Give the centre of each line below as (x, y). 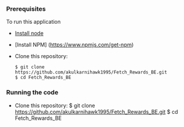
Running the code (32, 93)
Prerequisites (26, 9)
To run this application (34, 22)
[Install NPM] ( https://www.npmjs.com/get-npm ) (74, 45)
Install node (29, 33)
